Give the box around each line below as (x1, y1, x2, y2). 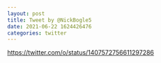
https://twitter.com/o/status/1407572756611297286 (7, 48, 155, 57)
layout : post (7, 10, 45, 17)
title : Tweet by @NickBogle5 (7, 17, 92, 24)
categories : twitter (7, 29, 68, 37)
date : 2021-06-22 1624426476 (7, 23, 92, 30)
